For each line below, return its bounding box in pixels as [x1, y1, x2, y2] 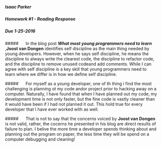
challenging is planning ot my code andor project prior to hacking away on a [5, 86, 157, 91]
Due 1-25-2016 [5, 28, 35, 34]
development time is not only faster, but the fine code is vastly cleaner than [5, 96, 155, 102]
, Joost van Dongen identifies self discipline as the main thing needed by [5, 45, 150, 51]
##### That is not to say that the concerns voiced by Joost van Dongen [5, 116, 156, 121]
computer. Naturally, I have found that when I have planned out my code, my [5, 91, 157, 97]
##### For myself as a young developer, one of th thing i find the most [5, 80, 152, 87]
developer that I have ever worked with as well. [5, 106, 99, 112]
